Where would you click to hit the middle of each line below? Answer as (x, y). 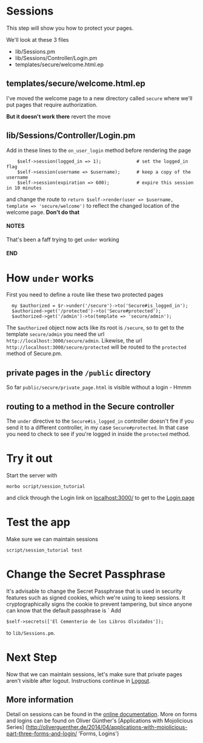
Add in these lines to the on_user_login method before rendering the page (99, 150)
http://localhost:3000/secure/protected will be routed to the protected (96, 347)
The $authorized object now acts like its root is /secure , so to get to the (95, 328)
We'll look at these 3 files (38, 39)
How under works (50, 278)
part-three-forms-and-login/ (42, 734)
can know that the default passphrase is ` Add (64, 610)
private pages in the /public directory (79, 373)
